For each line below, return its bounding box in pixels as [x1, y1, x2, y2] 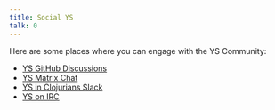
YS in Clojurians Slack [21, 82, 103, 92]
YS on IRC [21, 90, 60, 102]
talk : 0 [9, 21, 38, 30]
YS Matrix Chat [21, 72, 78, 82]
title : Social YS [9, 12, 74, 22]
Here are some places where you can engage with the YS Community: [9, 45, 267, 56]
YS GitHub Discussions [21, 63, 108, 74]
